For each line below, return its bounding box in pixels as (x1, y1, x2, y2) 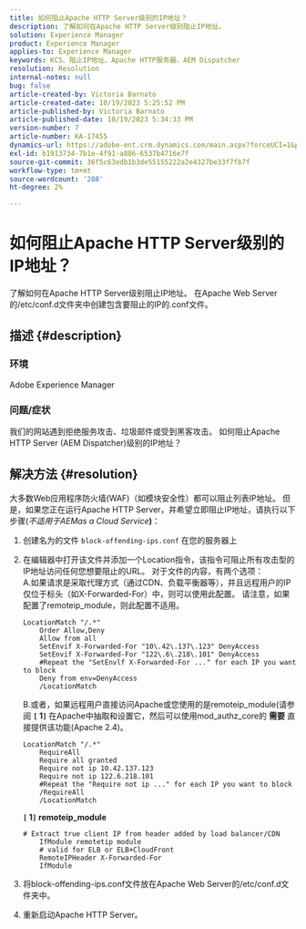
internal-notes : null (9, 73, 92, 82)
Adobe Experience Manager (9, 379, 116, 390)
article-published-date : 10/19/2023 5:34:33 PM (9, 115, 194, 124)
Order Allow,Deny (39, 625, 105, 635)
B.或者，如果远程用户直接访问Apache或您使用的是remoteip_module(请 (22, 698, 288, 709)
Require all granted (39, 756, 117, 765)
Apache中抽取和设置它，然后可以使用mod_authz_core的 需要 (56, 710, 285, 721)
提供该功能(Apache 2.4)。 (30, 721, 129, 732)
